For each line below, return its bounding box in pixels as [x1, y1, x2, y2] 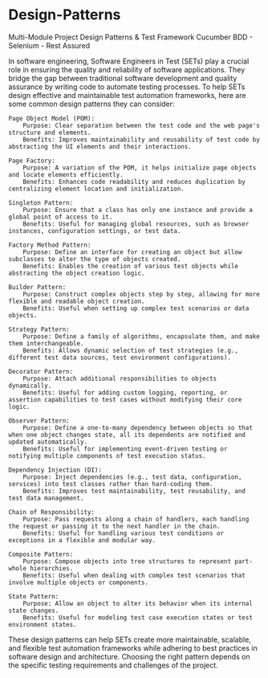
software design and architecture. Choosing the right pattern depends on [8, 651, 250, 661]
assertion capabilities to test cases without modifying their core [8, 395, 242, 403]
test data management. [8, 494, 84, 502]
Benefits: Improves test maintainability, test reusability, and [22, 487, 246, 495]
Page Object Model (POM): [8, 114, 95, 122]
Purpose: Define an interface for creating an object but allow [22, 247, 242, 256]
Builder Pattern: [8, 283, 67, 291]
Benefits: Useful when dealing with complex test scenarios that [22, 571, 246, 579]
